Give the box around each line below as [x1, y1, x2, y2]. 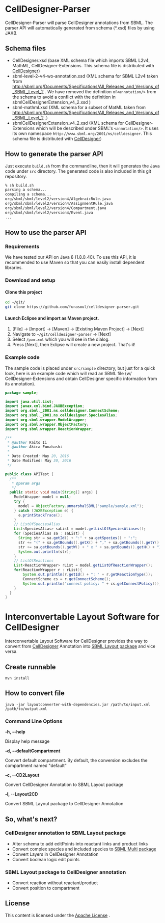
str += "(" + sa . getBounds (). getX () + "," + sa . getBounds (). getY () [18, 540, 160, 545]
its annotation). [5, 380, 36, 386]
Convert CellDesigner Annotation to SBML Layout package [5, 782, 124, 787]
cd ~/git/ [5, 300, 26, 305]
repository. [5, 173, 27, 179]
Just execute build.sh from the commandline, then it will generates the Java [5, 163, 160, 169]
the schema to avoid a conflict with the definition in [12, 94, 116, 100]
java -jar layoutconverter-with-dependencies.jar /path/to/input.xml [5, 702, 151, 707]
